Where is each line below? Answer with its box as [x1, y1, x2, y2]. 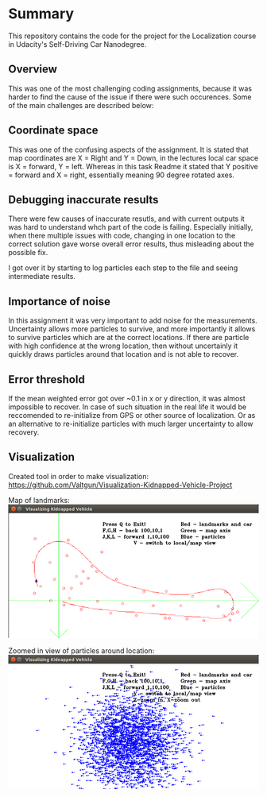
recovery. [8, 428, 40, 437]
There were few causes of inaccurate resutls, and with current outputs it [8, 214, 245, 223]
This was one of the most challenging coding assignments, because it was [8, 83, 253, 93]
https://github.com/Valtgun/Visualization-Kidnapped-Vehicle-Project [8, 480, 233, 489]
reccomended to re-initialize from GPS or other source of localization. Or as [8, 411, 256, 420]
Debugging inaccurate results [8, 192, 159, 207]
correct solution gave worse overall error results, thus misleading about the [8, 239, 254, 249]
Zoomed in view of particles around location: [8, 646, 155, 656]
